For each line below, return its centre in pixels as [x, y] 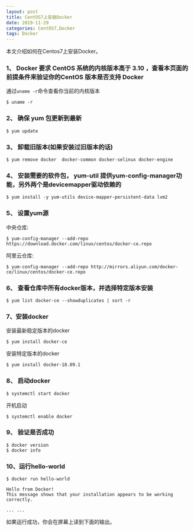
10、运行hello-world [36, 466]
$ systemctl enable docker [39, 416]
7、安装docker [28, 316]
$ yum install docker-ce [37, 342]
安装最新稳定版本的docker [38, 330]
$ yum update [22, 131]
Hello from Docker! [30, 489]
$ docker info [24, 450]
